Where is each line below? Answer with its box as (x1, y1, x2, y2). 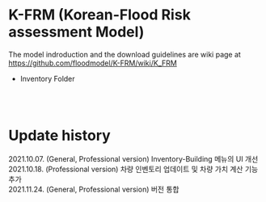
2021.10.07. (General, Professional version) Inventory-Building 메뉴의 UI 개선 (8, 154, 259, 163)
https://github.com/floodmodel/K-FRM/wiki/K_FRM (8, 58, 178, 68)
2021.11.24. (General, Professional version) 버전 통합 (8, 184, 179, 194)
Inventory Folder (19, 74, 75, 83)
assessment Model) (8, 23, 145, 41)
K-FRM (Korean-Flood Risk (8, 6, 192, 24)
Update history (8, 127, 111, 145)
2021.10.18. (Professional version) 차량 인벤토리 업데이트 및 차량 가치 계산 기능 (8, 164, 259, 174)
